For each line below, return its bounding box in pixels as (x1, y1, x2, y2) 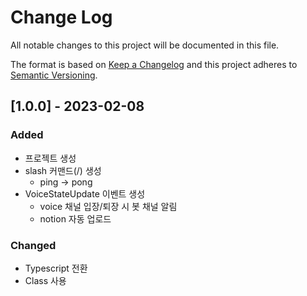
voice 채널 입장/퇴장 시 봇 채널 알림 (39, 200, 178, 212)
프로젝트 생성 (24, 152, 77, 164)
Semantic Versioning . (10, 69, 98, 81)
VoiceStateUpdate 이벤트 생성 (24, 187, 146, 200)
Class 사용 (24, 274, 67, 286)
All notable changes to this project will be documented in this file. (10, 39, 280, 51)
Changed (10, 238, 57, 252)
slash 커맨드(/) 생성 (24, 164, 102, 176)
